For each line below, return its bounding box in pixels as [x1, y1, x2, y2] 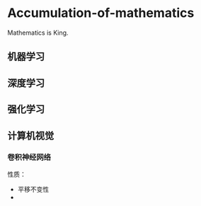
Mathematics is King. [7, 28, 69, 37]
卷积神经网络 [7, 152, 52, 162]
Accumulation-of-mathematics [7, 5, 195, 21]
